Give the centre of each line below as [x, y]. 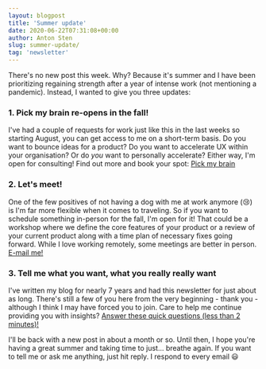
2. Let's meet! [35, 184]
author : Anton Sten [40, 38]
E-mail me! [26, 252]
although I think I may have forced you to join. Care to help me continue [125, 307]
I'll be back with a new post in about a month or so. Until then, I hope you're [132, 340]
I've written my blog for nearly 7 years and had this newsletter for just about [132, 290]
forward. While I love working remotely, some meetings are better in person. [133, 244]
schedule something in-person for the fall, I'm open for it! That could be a [128, 219]
